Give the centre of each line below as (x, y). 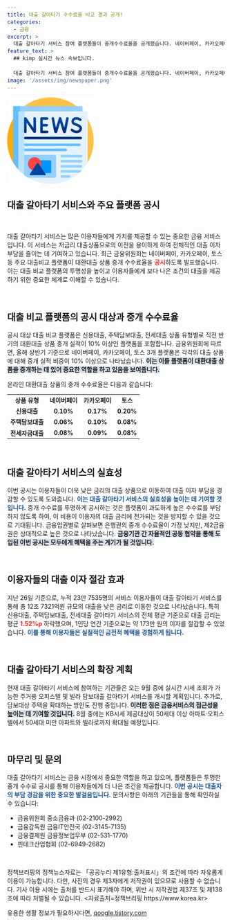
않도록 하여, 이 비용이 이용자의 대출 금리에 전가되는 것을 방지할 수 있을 (114, 516)
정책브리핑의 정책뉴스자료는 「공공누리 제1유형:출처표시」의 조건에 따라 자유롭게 (115, 872)
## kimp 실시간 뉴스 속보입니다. (54, 59)
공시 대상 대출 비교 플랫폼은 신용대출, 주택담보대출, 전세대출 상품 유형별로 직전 (112, 335)
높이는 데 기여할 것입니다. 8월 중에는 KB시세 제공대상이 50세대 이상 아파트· (108, 713)
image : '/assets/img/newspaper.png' (60, 80)
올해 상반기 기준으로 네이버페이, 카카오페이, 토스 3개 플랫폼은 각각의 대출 (114, 353)
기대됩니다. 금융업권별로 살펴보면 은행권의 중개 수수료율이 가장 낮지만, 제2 (114, 525)
